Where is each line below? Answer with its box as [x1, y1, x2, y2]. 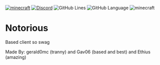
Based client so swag [5, 39, 50, 45]
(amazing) [5, 54, 27, 60]
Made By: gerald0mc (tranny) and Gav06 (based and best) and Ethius [5, 48, 151, 55]
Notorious [5, 23, 49, 34]
